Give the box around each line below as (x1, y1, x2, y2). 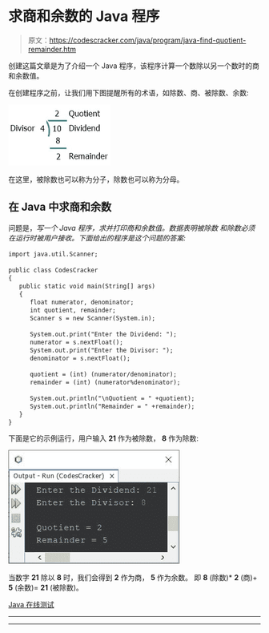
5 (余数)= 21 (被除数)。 (8, 583, 84, 592)
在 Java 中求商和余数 (8, 200, 112, 214)
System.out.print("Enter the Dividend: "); (29, 330, 178, 338)
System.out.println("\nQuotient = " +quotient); (29, 394, 195, 402)
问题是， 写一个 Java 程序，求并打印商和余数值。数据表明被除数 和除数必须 (8, 223, 255, 232)
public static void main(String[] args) (18, 282, 156, 290)
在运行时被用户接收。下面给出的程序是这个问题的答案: (8, 233, 187, 243)
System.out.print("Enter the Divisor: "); (29, 346, 174, 354)
